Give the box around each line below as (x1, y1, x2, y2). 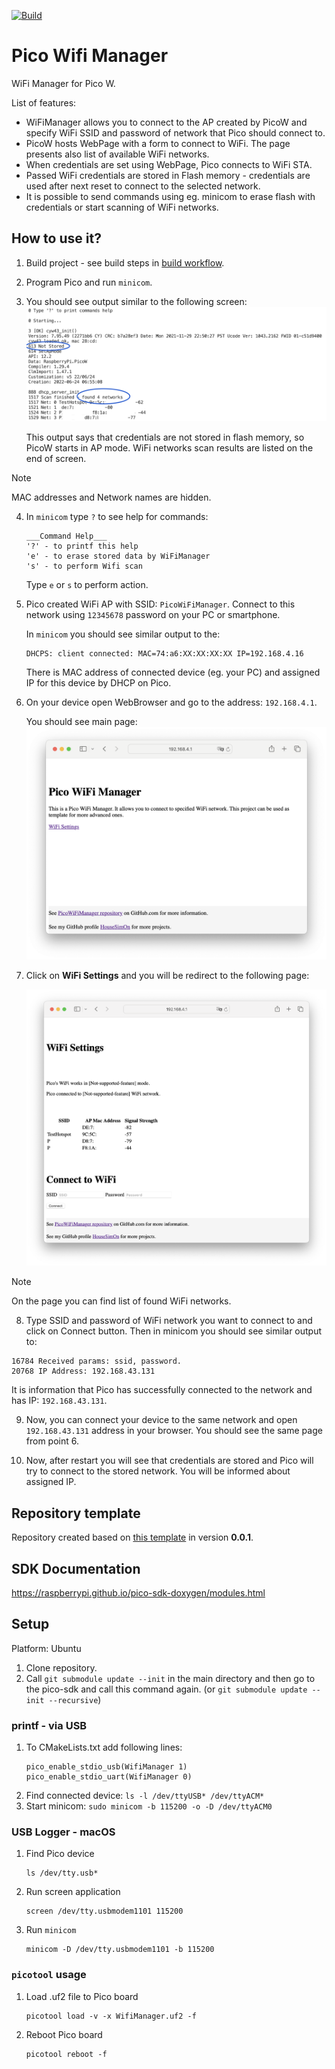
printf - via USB (11, 1718, 88, 1732)
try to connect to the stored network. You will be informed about (25, 1465, 291, 1477)
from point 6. (25, 1435, 80, 1447)
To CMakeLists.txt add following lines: (25, 1741, 183, 1754)
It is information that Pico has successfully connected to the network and (11, 1384, 313, 1396)
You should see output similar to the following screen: (25, 295, 248, 307)
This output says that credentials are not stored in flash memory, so (25, 431, 305, 443)
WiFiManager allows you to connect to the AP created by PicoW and (25, 116, 308, 128)
